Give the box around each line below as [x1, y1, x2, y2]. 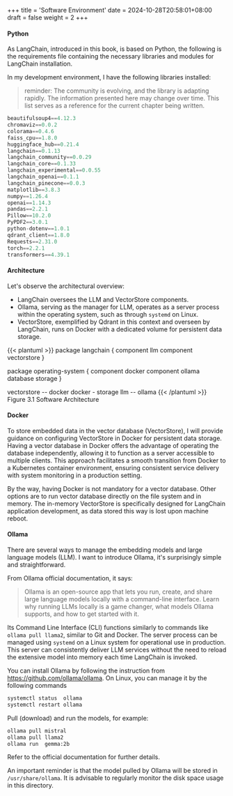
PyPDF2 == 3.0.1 [7, 219, 49, 226]
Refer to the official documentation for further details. [7, 753, 161, 761]
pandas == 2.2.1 [7, 206, 49, 213]
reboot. [7, 514, 29, 523]
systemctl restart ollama [7, 701, 82, 708]
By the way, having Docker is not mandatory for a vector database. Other [7, 484, 217, 493]
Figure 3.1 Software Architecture [7, 395, 99, 403]
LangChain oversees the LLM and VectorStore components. [17, 295, 189, 303]
